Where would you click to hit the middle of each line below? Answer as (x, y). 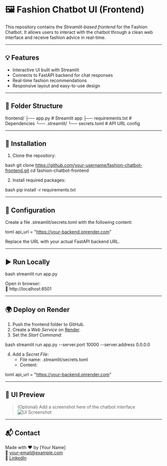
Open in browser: (23, 284)
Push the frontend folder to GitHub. (48, 324)
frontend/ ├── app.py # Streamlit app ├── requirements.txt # (69, 118)
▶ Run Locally (28, 262)
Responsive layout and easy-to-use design (56, 86)
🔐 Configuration (30, 210)
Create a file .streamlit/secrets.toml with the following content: (69, 222)
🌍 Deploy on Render (38, 310)
